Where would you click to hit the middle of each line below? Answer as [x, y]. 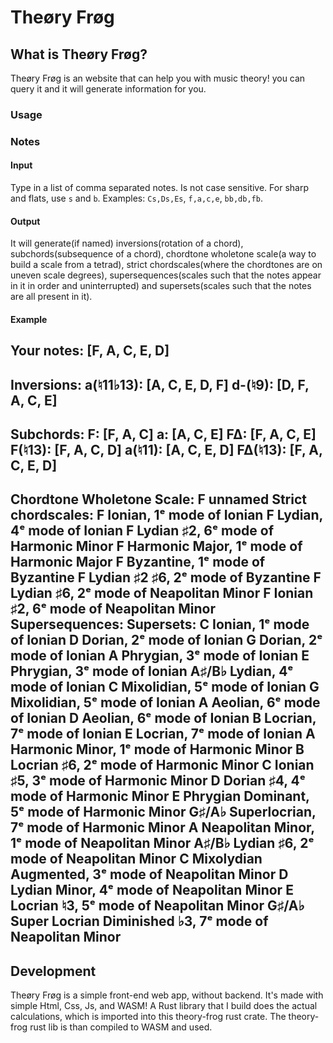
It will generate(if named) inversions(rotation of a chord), [127, 243]
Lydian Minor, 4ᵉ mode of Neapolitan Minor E [152, 890]
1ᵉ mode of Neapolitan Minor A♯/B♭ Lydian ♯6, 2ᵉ [162, 843]
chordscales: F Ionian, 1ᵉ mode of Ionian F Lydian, [166, 515]
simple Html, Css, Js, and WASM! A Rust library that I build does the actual [164, 1006]
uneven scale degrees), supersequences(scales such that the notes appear [166, 275]
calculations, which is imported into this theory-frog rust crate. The [148, 1017]
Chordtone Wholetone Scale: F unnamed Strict [158, 499]
